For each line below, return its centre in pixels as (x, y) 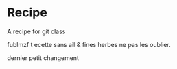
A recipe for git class (36, 31)
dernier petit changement (43, 58)
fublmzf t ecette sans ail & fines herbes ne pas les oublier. (89, 44)
